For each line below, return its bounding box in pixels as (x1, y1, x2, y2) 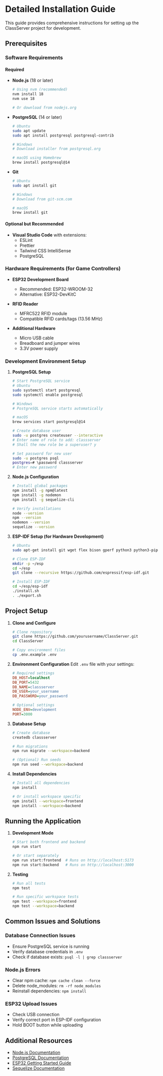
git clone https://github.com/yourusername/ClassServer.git (12, 634, 138, 639)
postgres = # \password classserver (12, 460, 83, 466)
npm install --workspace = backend (12, 803, 81, 808)
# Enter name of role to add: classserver (12, 437, 101, 442)
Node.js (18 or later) (12, 78, 53, 84)
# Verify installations (12, 506, 62, 511)
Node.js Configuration (12, 474, 59, 480)
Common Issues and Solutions (5, 917, 101, 926)
